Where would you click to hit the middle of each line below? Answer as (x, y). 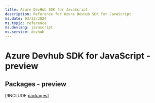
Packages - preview (36, 84)
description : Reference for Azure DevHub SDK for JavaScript (68, 14)
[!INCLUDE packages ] (27, 96)
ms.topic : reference (26, 23)
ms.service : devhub (25, 32)
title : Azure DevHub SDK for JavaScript (47, 9)
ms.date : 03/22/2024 (26, 18)
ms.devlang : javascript (29, 28)
